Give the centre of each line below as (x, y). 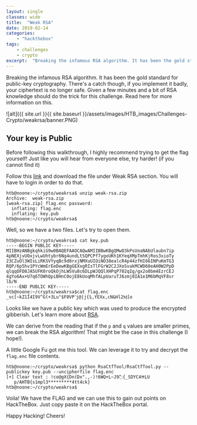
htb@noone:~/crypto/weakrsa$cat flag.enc (57, 292)
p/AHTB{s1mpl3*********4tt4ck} (52, 382)
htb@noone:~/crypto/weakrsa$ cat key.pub (57, 241)
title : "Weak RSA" (30, 22)
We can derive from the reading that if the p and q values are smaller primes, (98, 326)
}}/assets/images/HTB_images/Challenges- (135, 114)
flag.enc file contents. (33, 356)
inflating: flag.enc (36, 209)
